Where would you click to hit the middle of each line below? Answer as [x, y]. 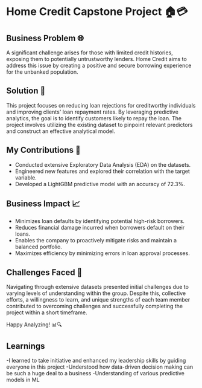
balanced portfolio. [38, 247]
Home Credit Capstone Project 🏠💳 [97, 12]
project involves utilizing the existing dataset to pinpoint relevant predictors [99, 124]
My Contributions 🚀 [44, 150]
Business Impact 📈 [43, 204]
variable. [26, 177]
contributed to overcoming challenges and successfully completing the [94, 306]
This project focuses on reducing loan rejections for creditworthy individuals [101, 105]
